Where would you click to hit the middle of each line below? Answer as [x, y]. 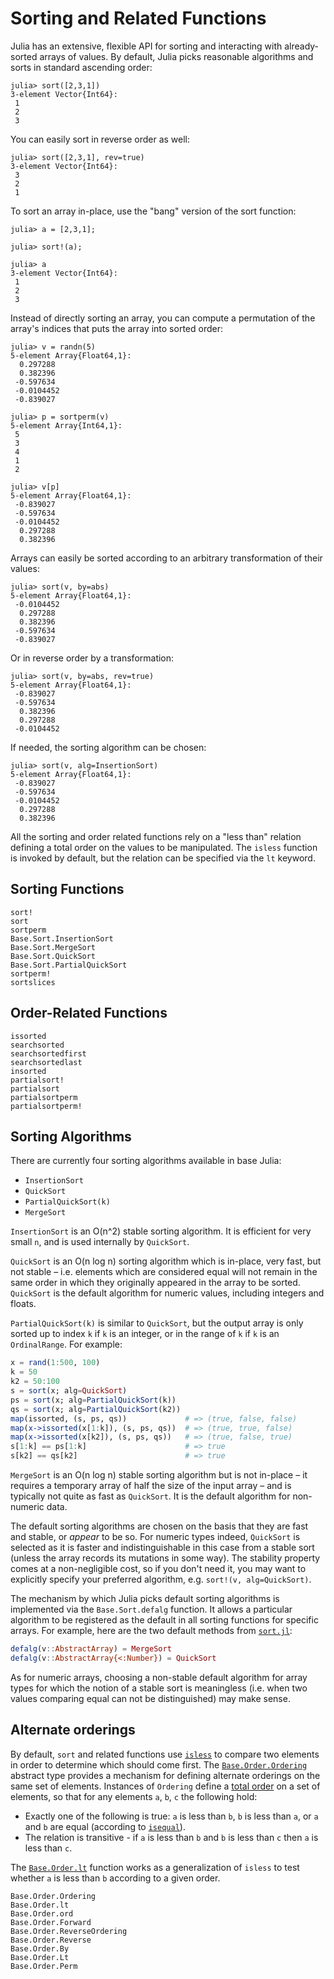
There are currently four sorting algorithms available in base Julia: [146, 1161]
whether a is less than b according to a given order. [115, 1878]
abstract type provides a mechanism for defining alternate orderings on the [165, 1775]
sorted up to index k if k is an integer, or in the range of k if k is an [145, 1334]
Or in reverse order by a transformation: [92, 658]
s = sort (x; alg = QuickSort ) [69, 1391]
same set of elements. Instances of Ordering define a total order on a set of [165, 1786]
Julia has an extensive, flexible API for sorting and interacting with [146, 46]
